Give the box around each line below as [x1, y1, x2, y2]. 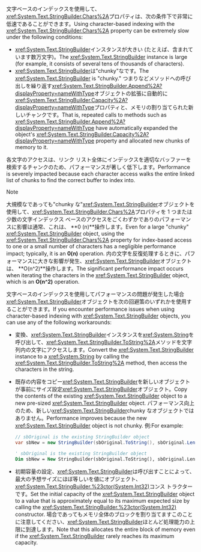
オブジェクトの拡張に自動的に [94, 90, 168, 97]
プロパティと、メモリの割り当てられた [94, 104, 189, 111]
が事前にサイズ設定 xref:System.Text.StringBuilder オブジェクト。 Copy [14, 385, 188, 393]
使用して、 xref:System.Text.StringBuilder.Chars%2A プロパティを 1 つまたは [6, 208, 193, 215]
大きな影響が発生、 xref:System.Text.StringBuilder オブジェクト [37, 257, 192, 265]
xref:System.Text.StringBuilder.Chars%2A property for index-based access [6, 236, 192, 244]
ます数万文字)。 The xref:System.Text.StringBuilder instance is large [20, 54, 188, 60]
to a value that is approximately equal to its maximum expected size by [14, 497, 190, 504]
